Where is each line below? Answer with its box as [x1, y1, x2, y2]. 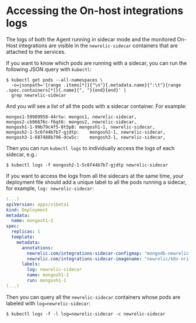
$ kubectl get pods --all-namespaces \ [6, 77, 103, 83]
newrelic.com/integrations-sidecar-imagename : [27, 256, 142, 262]
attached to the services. [6, 48, 66, 55]
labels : [21, 261, 41, 267]
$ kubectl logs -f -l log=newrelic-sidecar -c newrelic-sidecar [6, 311, 166, 317]
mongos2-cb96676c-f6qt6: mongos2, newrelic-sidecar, [6, 119, 137, 125]
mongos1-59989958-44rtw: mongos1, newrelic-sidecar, [6, 114, 137, 120]
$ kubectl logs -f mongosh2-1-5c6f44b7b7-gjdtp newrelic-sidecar [6, 162, 168, 168]
